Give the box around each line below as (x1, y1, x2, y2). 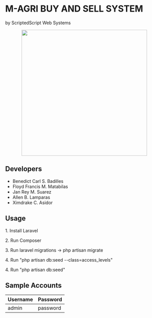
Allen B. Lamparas (12, 194, 50, 200)
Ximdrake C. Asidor (12, 200, 53, 206)
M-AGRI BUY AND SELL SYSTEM (5, 3, 143, 15)
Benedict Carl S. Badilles (12, 178, 64, 184)
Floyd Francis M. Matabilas (12, 183, 68, 189)
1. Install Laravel (5, 227, 39, 233)
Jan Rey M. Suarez (12, 188, 52, 195)
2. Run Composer (5, 237, 42, 243)
